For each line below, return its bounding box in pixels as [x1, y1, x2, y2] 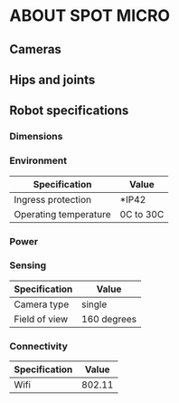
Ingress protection [14, 193, 92, 206]
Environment [9, 155, 68, 168]
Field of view [14, 312, 69, 325]
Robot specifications [9, 103, 129, 119]
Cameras [9, 42, 61, 57]
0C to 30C [119, 207, 165, 220]
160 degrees [80, 312, 137, 325]
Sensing [9, 259, 47, 272]
